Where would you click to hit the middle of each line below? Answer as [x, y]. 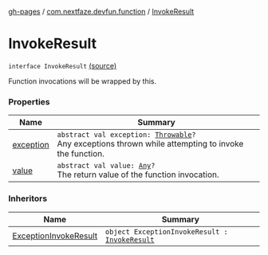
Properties [29, 101]
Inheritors [28, 198]
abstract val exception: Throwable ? [127, 135]
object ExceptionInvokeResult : [167, 231]
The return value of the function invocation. [138, 175]
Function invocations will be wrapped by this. [83, 81]
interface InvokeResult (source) [63, 65]
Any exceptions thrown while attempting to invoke [150, 144]
